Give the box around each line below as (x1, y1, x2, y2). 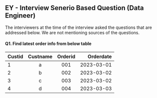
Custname (28, 53, 53, 60)
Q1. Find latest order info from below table (5, 41, 92, 47)
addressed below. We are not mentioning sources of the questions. (5, 29, 140, 36)
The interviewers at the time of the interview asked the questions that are (5, 24, 152, 30)
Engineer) (5, 12, 36, 20)
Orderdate (87, 53, 112, 60)
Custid (7, 53, 23, 60)
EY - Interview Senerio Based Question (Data (5, 4, 144, 12)
